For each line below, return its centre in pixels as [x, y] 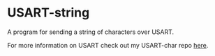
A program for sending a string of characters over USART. [91, 32]
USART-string [49, 13]
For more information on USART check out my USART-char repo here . [108, 45]
